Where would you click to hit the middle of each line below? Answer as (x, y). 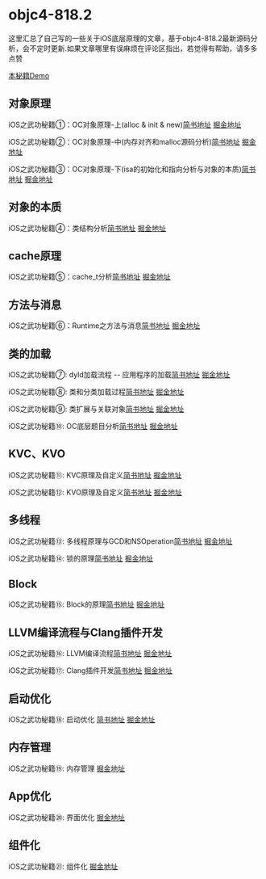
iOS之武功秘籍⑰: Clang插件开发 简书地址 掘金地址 (91, 671)
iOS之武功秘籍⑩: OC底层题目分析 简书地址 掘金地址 (93, 426)
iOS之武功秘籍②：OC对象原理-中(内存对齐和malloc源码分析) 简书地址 (124, 141)
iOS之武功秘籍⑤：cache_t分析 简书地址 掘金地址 (89, 277)
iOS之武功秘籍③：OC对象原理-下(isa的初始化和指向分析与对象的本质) (125, 169)
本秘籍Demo (29, 75)
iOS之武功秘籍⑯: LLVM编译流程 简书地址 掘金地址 (90, 654)
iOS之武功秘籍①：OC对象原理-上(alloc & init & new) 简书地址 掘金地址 (125, 124)
